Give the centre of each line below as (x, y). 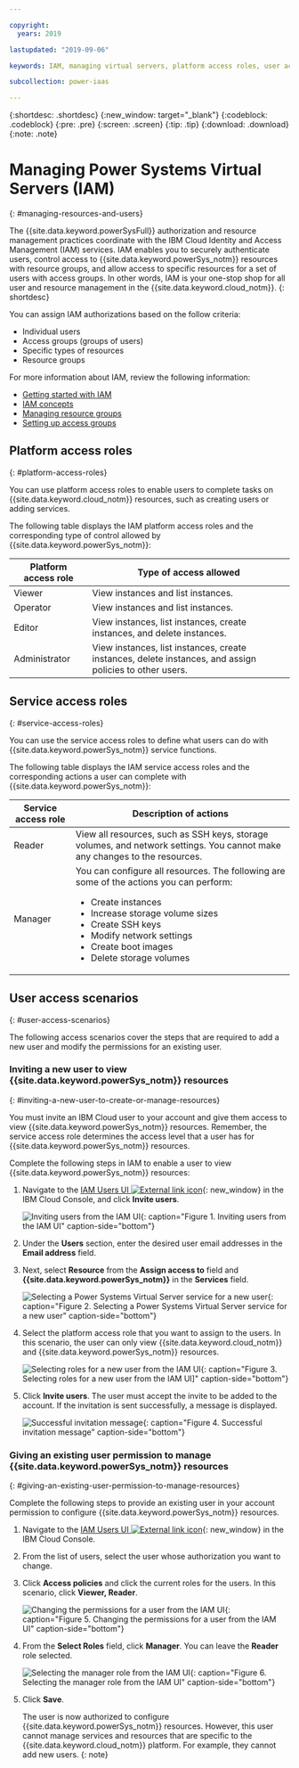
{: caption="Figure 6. (228, 1673)
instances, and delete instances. (159, 633)
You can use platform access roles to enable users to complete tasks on (141, 489)
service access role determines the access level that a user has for (132, 1136)
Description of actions (181, 814)
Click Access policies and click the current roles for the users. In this (149, 1584)
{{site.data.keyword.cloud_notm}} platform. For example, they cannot (149, 1745)
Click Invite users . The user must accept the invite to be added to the (149, 1396)
